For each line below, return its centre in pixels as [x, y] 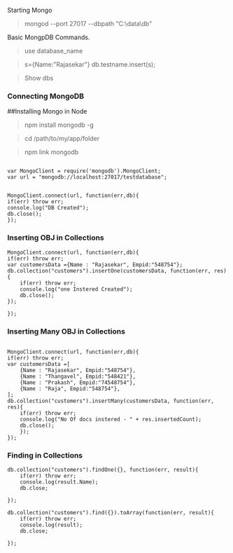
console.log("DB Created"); [48, 208]
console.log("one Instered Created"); [76, 289]
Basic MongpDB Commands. [49, 37]
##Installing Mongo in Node [47, 111]
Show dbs [39, 78]
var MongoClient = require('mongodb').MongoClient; [84, 171]
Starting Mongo [30, 10]
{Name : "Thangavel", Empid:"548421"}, [78, 376]
